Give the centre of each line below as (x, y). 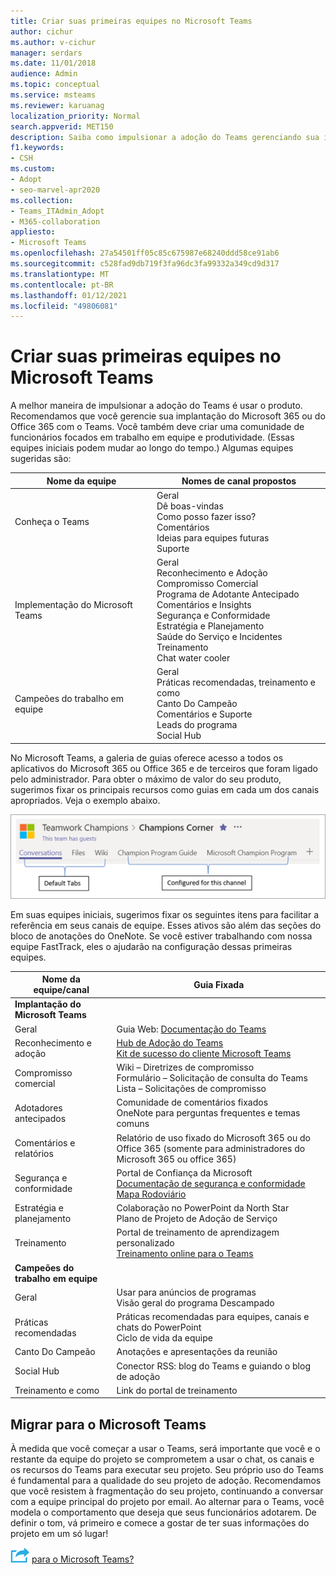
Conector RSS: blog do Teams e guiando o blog (213, 1366)
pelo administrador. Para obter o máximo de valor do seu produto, (146, 779)
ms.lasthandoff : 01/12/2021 (69, 295)
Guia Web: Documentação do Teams (191, 1029)
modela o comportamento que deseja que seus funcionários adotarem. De (163, 1512)
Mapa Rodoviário (151, 1194)
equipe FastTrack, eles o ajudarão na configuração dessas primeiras (151, 946)
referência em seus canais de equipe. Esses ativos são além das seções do (166, 925)
